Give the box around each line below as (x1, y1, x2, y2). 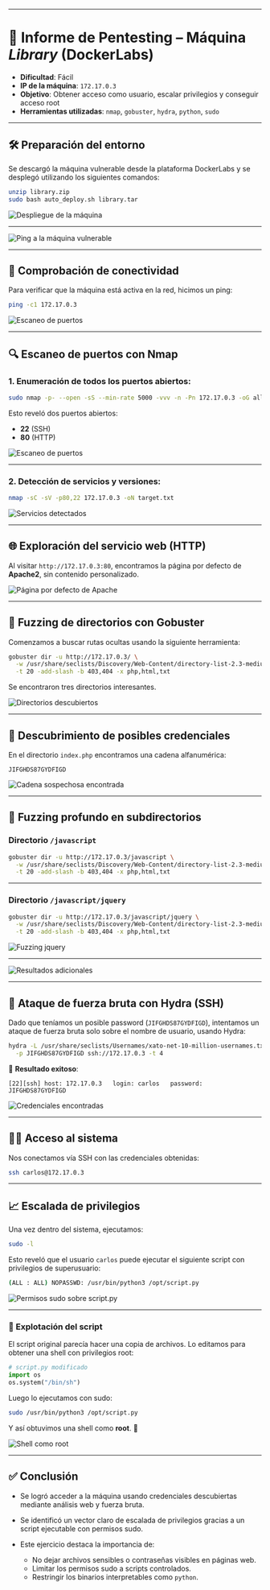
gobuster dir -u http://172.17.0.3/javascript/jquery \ (8, 913, 199, 921)
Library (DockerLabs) (8, 46, 154, 64)
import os (8, 1371, 42, 1379)
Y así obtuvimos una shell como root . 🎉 (8, 1423, 138, 1433)
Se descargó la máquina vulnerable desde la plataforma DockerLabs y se (8, 163, 251, 173)
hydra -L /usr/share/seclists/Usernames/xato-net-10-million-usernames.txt (8, 1042, 268, 1051)
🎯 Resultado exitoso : (8, 1063, 79, 1073)
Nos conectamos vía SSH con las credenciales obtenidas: (8, 1153, 199, 1163)
